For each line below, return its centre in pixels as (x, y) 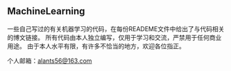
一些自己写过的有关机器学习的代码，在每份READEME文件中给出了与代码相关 (116, 29)
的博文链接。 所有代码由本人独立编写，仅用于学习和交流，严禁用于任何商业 (114, 37)
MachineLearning (46, 11)
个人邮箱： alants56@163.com (50, 61)
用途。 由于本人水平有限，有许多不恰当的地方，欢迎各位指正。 (96, 46)
